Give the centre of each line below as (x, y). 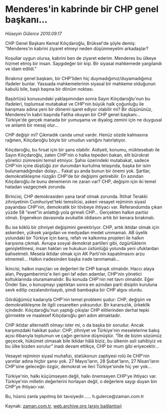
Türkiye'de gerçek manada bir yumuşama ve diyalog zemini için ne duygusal (83, 120)
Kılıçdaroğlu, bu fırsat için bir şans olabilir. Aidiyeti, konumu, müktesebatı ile (83, 149)
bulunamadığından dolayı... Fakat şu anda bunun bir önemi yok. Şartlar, (78, 171)
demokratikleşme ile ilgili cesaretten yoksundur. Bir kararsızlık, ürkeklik (78, 304)
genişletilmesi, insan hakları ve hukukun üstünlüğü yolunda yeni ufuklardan (82, 248)
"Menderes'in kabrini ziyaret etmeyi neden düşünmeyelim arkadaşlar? (77, 48)
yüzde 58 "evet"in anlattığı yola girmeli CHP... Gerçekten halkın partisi (77, 212)
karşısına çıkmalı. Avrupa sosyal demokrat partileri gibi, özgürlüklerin (76, 243)
